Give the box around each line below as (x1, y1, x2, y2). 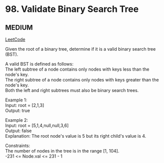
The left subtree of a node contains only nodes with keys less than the (5, 66, 150, 72)
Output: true (5, 108, 30, 113)
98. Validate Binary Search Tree (5, 3, 139, 15)
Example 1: (5, 97, 27, 103)
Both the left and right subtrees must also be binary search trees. (5, 87, 139, 93)
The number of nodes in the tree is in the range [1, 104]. (5, 148, 120, 154)
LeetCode (5, 36, 26, 42)
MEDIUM (5, 23, 33, 32)
